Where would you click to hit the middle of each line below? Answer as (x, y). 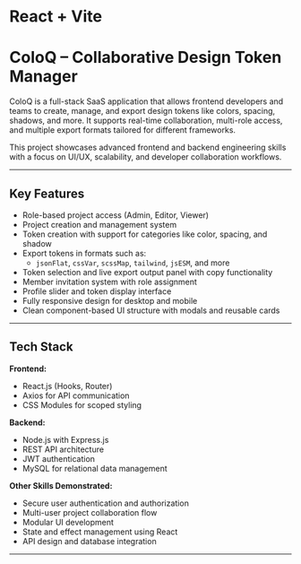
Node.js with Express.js (65, 439)
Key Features (47, 193)
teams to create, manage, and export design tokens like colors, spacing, (142, 111)
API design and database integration (89, 541)
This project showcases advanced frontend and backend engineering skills (148, 148)
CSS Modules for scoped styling (82, 404)
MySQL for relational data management (95, 468)
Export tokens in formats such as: (84, 253)
